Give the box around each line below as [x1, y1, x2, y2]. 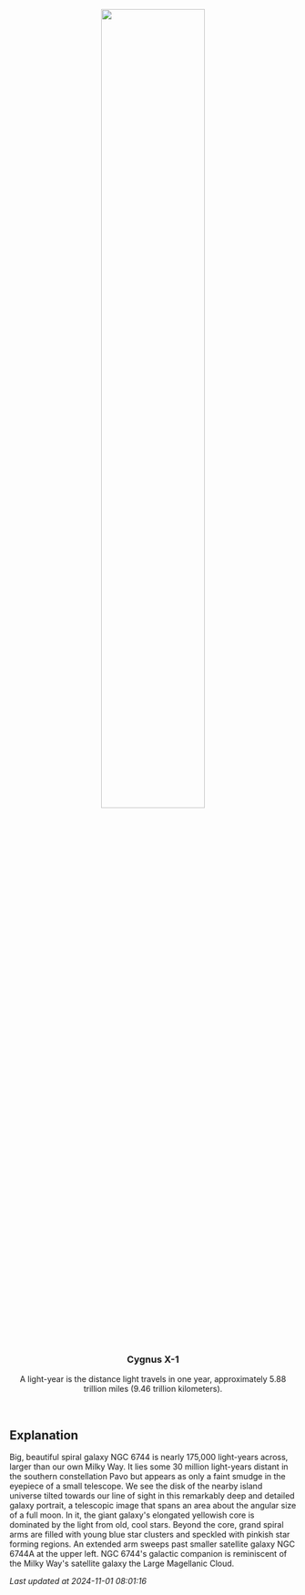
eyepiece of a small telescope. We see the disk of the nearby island [9, 1480, 263, 1492]
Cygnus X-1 [127, 1353, 179, 1366]
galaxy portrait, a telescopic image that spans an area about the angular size [9, 1500, 297, 1511]
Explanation [9, 1427, 79, 1443]
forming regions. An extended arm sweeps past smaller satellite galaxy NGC [9, 1539, 296, 1549]
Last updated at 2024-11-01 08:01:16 [9, 1576, 147, 1587]
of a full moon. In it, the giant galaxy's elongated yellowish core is [9, 1509, 255, 1520]
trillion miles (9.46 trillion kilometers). [83, 1384, 223, 1395]
